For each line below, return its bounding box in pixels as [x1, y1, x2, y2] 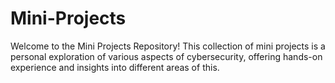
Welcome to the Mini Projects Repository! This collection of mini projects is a [10, 40, 326, 52]
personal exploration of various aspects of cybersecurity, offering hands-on [10, 50, 323, 62]
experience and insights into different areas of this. [10, 61, 220, 73]
